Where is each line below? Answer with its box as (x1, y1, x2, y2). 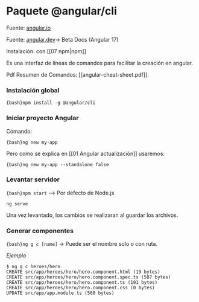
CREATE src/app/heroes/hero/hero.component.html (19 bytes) (6, 269, 161, 275)
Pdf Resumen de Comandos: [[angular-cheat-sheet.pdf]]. (6, 71, 149, 78)
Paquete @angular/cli (6, 4, 118, 18)
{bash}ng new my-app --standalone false (6, 161, 110, 167)
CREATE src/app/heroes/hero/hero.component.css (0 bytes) (6, 285, 155, 291)
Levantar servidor (6, 175, 60, 184)
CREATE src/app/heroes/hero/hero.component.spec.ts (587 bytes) (6, 274, 171, 280)
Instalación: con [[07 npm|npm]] (6, 47, 86, 55)
